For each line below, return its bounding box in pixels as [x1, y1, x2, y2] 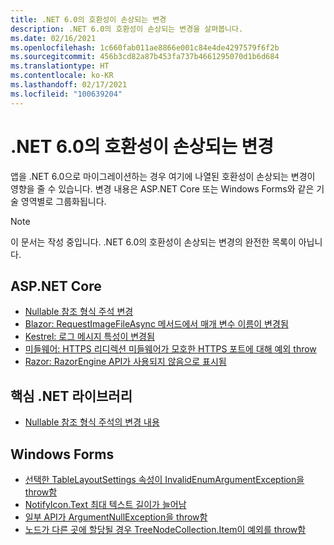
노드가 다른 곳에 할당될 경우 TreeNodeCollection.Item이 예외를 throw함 [24, 524, 307, 535]
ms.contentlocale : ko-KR [10, 71, 114, 81]
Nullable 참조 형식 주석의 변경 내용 [24, 416, 160, 428]
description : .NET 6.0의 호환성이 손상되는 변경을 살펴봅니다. [10, 24, 244, 34]
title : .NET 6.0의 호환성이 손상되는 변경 [10, 14, 167, 25]
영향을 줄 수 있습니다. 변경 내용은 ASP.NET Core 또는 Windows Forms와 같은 [10, 182, 315, 195]
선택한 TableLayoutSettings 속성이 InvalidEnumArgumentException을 [24, 474, 305, 485]
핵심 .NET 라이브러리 [10, 387, 133, 405]
